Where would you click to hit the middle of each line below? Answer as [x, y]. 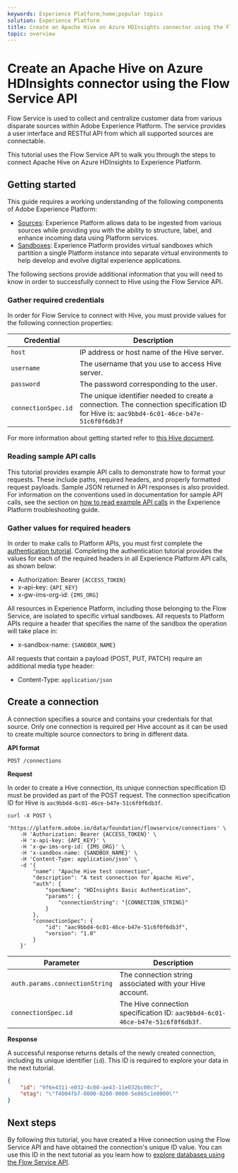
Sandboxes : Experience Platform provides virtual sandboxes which [115, 245]
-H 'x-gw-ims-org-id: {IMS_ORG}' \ [73, 846]
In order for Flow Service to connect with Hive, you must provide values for [117, 315]
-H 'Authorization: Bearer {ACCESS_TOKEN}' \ [89, 834]
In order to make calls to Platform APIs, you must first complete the [105, 543]
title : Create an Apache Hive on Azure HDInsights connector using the [115, 27]
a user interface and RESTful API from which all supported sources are [110, 134]
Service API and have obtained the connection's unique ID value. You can [115, 1147]
